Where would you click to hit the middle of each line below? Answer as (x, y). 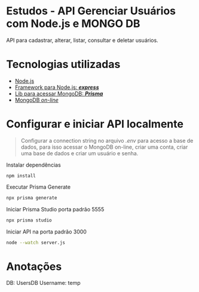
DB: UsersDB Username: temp (43, 283)
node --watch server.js (36, 242)
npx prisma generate (32, 198)
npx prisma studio (29, 220)
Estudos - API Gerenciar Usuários (91, 11)
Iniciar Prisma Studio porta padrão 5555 (55, 209)
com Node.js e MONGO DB (73, 24)
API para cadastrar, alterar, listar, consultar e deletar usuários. (82, 40)
